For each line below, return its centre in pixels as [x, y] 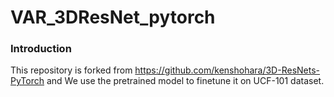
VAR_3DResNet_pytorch [113, 17]
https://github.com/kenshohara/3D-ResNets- [227, 70]
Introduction [41, 49]
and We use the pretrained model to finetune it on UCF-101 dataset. [185, 81]
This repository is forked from [71, 70]
